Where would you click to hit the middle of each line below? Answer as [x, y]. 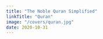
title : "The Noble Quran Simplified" [52, 11]
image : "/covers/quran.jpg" [40, 22]
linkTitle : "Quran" [30, 17]
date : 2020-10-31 [27, 27]
